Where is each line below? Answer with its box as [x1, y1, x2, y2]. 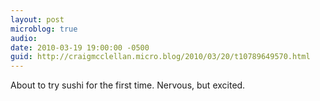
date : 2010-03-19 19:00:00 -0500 [10, 42, 150, 53]
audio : [10, 33, 38, 43]
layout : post [10, 14, 65, 25]
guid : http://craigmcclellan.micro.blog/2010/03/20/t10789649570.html [10, 52, 311, 62]
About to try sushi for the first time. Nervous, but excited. [10, 79, 246, 91]
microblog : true [10, 24, 78, 34]
